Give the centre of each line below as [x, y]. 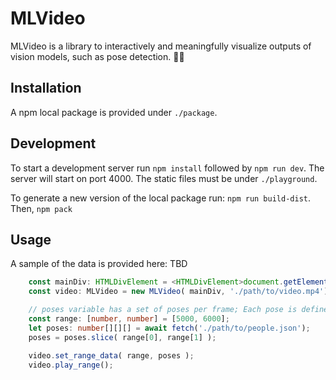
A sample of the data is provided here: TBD [99, 264]
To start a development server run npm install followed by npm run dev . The [167, 168]
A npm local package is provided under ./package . [114, 112]
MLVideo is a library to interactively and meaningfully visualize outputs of [161, 46]
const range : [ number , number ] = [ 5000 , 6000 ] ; [129, 319]
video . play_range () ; [71, 365]
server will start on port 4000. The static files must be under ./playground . [164, 178]
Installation [46, 88]
